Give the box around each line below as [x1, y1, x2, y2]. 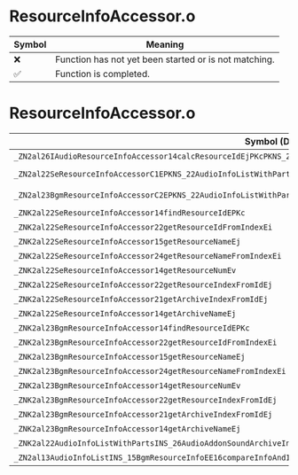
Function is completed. [54, 67, 151, 80]
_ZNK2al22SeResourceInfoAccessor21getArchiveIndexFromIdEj [13, 294, 269, 304]
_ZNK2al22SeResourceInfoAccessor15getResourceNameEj [13, 237, 241, 246]
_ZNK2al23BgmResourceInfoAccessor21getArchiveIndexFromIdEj [13, 409, 273, 419]
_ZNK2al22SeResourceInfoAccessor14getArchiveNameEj [13, 308, 237, 318]
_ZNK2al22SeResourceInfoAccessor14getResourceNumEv [13, 265, 237, 276]
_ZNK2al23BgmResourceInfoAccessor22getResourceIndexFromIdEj [13, 394, 278, 405]
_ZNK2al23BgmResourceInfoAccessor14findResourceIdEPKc [13, 323, 250, 333]
